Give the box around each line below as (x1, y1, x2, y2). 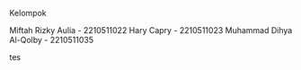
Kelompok (9, 8, 47, 18)
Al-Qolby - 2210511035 (9, 35, 94, 45)
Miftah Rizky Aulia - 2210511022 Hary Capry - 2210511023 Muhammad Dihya (9, 25, 293, 35)
